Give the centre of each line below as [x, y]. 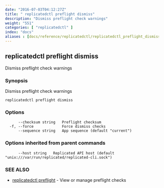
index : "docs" [20, 32]
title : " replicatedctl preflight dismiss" [50, 14]
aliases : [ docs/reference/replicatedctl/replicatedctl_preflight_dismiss [83, 37]
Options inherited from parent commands [55, 143]
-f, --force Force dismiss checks [58, 127]
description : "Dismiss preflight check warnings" [57, 18]
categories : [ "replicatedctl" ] [39, 28]
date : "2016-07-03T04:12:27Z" [36, 9]
